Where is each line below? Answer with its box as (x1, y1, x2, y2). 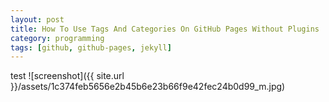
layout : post (10, 14, 65, 25)
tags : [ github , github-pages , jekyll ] (10, 42, 172, 53)
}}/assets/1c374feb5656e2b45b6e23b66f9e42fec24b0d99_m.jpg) (10, 81, 286, 93)
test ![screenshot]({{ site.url (10, 70, 125, 82)
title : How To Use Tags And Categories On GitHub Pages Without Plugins (10, 24, 320, 34)
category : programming (10, 33, 105, 43)
